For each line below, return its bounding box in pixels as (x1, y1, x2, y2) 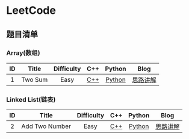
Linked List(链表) (6, 95, 56, 103)
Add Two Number (21, 122, 71, 131)
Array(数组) (6, 49, 40, 57)
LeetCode (6, 4, 56, 17)
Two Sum (21, 75, 48, 84)
